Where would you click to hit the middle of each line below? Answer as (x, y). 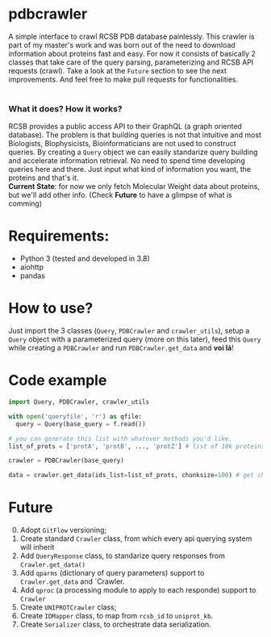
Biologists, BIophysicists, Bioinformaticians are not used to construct (122, 144)
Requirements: (59, 236)
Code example (58, 381)
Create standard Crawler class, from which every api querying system (136, 539)
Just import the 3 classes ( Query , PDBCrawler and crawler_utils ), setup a (129, 331)
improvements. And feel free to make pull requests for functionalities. (123, 79)
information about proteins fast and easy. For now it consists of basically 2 (132, 53)
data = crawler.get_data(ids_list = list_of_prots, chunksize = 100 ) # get (131, 476)
